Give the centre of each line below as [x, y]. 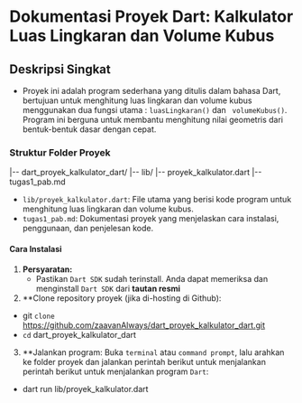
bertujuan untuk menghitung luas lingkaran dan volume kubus [137, 100]
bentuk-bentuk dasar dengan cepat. [89, 129]
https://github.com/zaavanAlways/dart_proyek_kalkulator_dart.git [144, 325]
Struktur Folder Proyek [60, 153]
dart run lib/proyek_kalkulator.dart [85, 389]
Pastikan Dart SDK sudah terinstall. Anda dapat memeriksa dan [152, 278]
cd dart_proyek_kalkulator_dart [79, 334]
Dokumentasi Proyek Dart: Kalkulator [151, 17]
